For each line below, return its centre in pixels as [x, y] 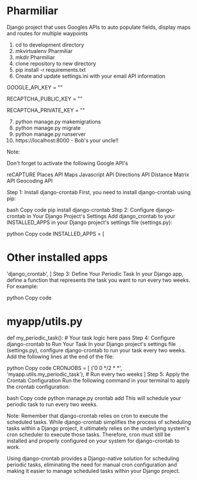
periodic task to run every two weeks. [52, 404]
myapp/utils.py [45, 321]
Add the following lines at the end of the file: [60, 356]
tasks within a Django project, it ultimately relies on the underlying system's [98, 428]
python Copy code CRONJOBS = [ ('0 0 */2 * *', [64, 368]
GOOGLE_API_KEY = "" [35, 87]
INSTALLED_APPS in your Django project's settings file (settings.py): [89, 222]
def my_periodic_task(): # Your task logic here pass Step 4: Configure [91, 338]
